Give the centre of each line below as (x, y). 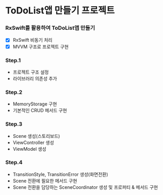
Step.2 (14, 92)
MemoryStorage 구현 (35, 104)
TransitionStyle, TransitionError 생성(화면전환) (60, 174)
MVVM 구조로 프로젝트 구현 (41, 46)
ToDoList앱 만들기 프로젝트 (60, 11)
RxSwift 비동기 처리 (32, 40)
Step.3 (14, 124)
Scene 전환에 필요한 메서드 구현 (45, 181)
